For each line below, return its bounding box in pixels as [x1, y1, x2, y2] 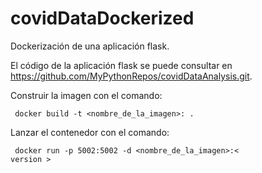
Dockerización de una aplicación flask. [10, 40, 170, 52]
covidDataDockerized [10, 7, 195, 30]
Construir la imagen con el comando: [10, 89, 163, 101]
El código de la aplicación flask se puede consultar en [10, 59, 233, 71]
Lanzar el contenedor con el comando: [10, 126, 170, 138]
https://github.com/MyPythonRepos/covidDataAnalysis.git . [10, 70, 253, 82]
